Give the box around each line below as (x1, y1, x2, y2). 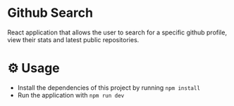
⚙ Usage (7, 60, 60, 77)
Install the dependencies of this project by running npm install (17, 83, 201, 92)
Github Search (7, 5, 94, 21)
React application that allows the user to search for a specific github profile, (7, 28, 228, 37)
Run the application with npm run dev (17, 91, 125, 99)
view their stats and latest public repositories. (7, 35, 140, 44)
